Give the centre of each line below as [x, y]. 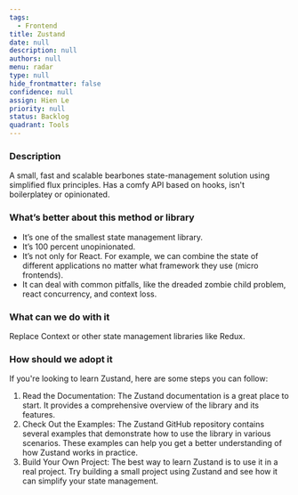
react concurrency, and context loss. [89, 294]
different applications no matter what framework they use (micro [141, 265]
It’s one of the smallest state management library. [112, 237]
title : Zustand [37, 34]
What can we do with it [60, 317]
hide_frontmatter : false [55, 84]
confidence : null [41, 92]
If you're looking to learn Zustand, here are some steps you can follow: [139, 378]
